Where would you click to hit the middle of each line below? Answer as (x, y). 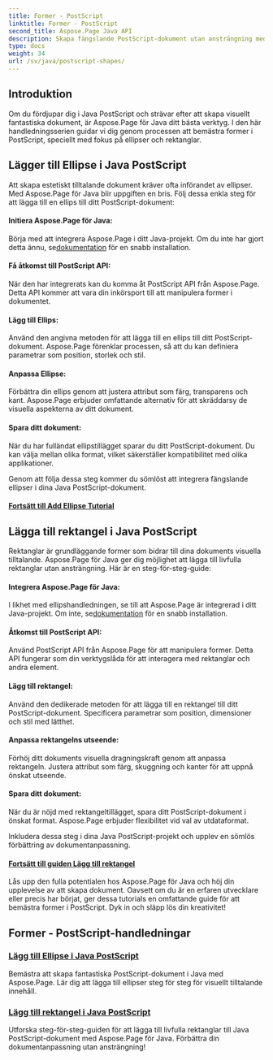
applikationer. (31, 463)
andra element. (34, 668)
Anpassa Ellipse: (37, 374)
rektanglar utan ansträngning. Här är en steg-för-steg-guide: (110, 568)
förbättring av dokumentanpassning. (69, 845)
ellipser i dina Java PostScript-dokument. (77, 487)
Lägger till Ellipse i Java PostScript (97, 165)
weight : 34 (27, 54)
